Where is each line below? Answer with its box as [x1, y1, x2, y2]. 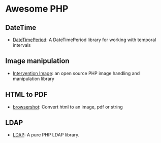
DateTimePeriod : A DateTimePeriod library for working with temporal [12, 37, 156, 43]
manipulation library [12, 76, 55, 82]
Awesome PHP [5, 3, 69, 15]
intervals [12, 42, 31, 48]
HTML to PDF [5, 90, 48, 99]
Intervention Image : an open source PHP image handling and [12, 70, 140, 76]
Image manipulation [5, 57, 70, 65]
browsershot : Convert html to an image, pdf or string [12, 103, 123, 110]
